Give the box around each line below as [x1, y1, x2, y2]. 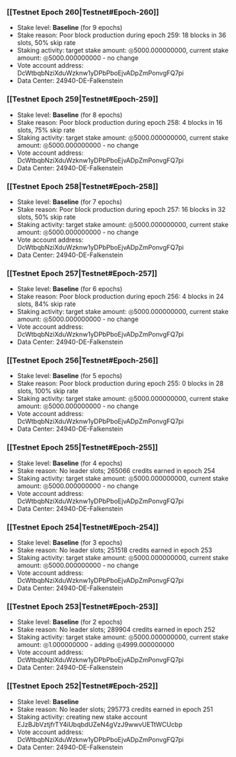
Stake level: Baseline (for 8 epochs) [16, 111, 123, 119]
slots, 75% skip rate [16, 126, 76, 134]
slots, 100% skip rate [16, 387, 79, 395]
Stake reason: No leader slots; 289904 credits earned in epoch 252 [16, 625, 215, 634]
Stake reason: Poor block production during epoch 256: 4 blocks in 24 [16, 293, 224, 301]
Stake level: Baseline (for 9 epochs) [16, 24, 123, 32]
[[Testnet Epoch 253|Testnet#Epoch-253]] [6, 601, 158, 611]
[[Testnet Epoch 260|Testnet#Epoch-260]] [6, 7, 160, 17]
